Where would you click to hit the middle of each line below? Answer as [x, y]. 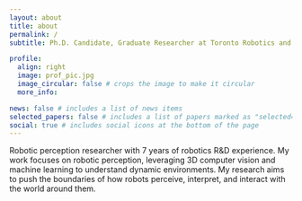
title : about [34, 26]
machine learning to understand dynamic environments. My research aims [147, 170]
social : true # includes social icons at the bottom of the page [134, 125]
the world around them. [53, 188]
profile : [26, 59]
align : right [42, 67]
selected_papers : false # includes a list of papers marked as [130, 117]
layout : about [36, 17]
